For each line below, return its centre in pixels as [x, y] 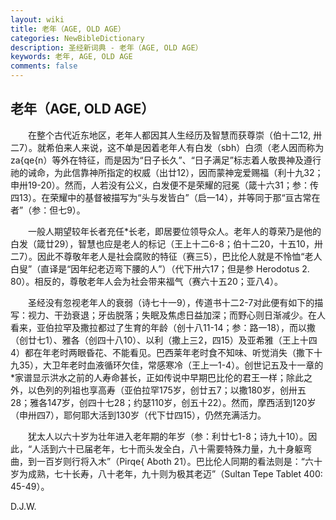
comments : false [44, 66]
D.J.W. [23, 506]
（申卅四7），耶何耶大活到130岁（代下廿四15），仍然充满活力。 [138, 415]
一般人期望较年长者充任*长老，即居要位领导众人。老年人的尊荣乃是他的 [174, 231]
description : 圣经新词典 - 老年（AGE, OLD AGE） [106, 47]
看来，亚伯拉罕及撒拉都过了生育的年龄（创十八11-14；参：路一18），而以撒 [163, 327]
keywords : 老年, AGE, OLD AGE [71, 57]
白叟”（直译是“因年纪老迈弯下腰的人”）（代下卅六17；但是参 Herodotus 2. [160, 268]
